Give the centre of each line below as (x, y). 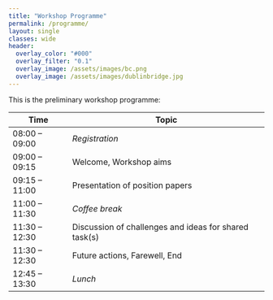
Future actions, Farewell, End (127, 255)
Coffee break (97, 208)
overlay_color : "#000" (54, 54)
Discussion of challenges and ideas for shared (160, 227)
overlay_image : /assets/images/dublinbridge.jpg (100, 76)
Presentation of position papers (132, 185)
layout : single (34, 31)
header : (22, 46)
